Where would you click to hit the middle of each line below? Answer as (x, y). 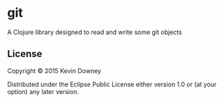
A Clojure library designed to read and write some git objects (95, 32)
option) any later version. (43, 91)
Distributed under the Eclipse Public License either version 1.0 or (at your (112, 84)
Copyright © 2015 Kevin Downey (54, 70)
